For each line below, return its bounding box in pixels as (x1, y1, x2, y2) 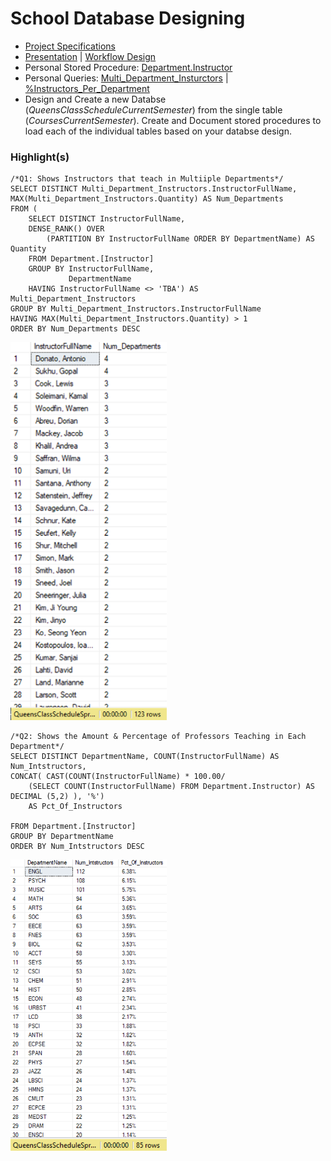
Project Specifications (24, 40, 116, 52)
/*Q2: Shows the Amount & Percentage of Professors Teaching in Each (10, 731, 307, 741)
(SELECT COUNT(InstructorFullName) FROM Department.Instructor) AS (28, 781, 315, 791)
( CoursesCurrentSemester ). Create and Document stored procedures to (24, 114, 322, 126)
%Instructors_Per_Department (24, 82, 150, 94)
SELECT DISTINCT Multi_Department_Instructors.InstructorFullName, (10, 184, 298, 194)
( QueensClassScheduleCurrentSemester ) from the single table (24, 103, 283, 116)
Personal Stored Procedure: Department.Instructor (24, 61, 233, 73)
